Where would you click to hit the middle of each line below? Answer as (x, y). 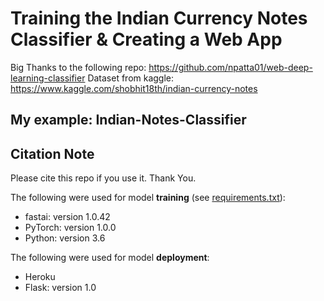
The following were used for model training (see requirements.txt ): (148, 198)
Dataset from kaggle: (131, 78)
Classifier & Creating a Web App (146, 39)
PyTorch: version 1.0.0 (70, 228)
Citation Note (52, 153)
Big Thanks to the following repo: (78, 67)
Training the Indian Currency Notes (159, 18)
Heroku (40, 277)
